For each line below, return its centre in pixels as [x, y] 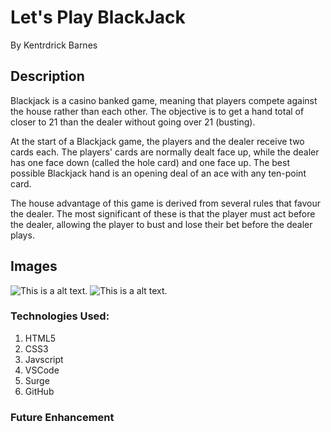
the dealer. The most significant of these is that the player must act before [163, 213]
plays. [22, 235]
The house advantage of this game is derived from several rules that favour [166, 203]
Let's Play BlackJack [98, 17]
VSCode [42, 370]
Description [47, 76]
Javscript [44, 359]
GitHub [39, 391]
